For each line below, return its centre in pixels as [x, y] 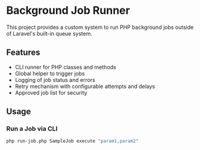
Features [23, 53]
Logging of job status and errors [55, 80]
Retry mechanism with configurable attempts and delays [85, 86]
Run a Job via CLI [32, 129]
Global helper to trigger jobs [50, 73]
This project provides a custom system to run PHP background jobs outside [100, 27]
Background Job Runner [68, 11]
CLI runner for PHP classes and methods [65, 67]
